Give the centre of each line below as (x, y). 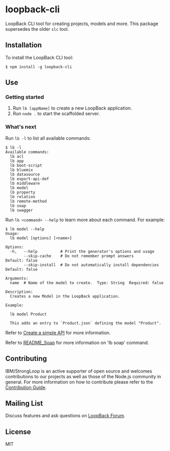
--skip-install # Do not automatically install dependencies (91, 265)
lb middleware (25, 183)
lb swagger (22, 210)
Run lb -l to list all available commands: (48, 138)
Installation (24, 45)
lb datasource (25, 174)
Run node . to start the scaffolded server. (56, 114)
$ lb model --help (25, 229)
